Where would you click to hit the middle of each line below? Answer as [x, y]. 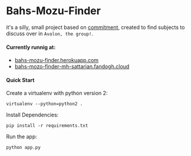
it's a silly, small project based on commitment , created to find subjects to [95, 27]
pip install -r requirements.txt [47, 126]
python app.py [24, 148]
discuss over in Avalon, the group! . [50, 33]
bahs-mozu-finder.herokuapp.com [57, 60]
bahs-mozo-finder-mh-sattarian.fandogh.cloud [72, 67]
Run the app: [22, 136]
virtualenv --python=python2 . [45, 104]
